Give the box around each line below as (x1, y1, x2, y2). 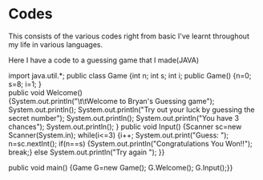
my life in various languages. (8, 39, 103, 49)
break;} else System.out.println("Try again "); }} (8, 147, 165, 157)
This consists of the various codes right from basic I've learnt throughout (8, 31, 250, 41)
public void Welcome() (8, 87, 83, 97)
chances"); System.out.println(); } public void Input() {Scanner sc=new (8, 122, 242, 131)
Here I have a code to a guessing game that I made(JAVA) (8, 55, 200, 65)
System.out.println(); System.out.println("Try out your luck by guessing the (8, 105, 255, 114)
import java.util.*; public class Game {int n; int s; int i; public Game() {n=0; (8, 70, 252, 80)
